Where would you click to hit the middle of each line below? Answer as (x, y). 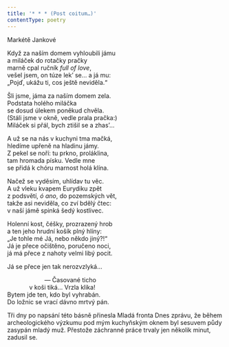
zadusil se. (22, 337)
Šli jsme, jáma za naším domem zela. (59, 96)
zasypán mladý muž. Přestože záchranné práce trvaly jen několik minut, (109, 330)
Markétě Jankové (32, 39)
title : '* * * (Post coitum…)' (52, 13)
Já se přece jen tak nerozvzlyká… (55, 266)
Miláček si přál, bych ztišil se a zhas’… (61, 125)
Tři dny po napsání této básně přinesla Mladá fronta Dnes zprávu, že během (115, 315)
